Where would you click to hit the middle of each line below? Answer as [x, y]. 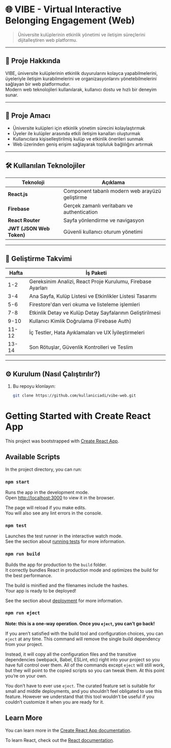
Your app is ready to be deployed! [41, 590]
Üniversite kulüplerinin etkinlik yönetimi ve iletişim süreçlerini [81, 35]
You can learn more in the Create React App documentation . [68, 730]
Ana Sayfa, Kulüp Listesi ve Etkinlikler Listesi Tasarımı [93, 296]
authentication [81, 212]
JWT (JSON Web [29, 229]
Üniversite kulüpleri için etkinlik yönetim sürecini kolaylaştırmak [79, 128]
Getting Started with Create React [78, 416]
